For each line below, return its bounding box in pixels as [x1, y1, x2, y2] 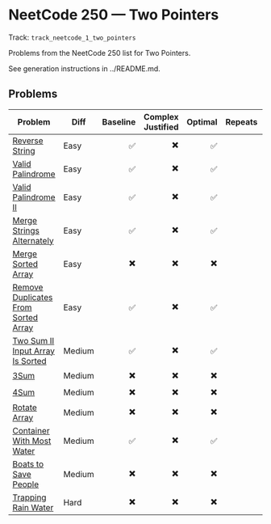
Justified [144, 121, 179, 133]
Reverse [12, 135, 44, 146]
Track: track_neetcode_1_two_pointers [8, 32, 136, 42]
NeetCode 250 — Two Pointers [8, 6, 219, 24]
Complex [144, 111, 179, 122]
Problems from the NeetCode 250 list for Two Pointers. [8, 48, 191, 57]
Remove [12, 281, 44, 293]
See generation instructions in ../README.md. [8, 63, 161, 74]
